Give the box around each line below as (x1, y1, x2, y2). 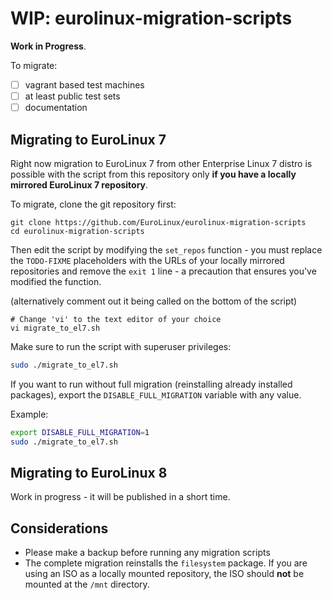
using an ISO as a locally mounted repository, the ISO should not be (24, 568, 305, 580)
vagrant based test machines (24, 78, 145, 91)
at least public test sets (24, 90, 121, 102)
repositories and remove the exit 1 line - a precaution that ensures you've (10, 265, 317, 277)
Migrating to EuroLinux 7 (10, 131, 167, 148)
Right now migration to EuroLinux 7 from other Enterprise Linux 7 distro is (10, 157, 313, 169)
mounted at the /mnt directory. (24, 578, 150, 591)
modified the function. (10, 275, 102, 287)
